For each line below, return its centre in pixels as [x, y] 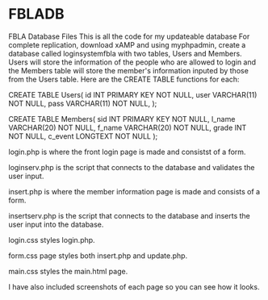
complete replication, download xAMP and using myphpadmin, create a [127, 44]
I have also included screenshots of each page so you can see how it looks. [134, 286]
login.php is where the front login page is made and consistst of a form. [127, 152]
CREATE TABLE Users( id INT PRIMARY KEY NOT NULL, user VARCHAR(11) [133, 94]
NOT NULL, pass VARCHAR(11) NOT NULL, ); [83, 103]
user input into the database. [56, 224]
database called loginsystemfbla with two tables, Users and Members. [125, 53]
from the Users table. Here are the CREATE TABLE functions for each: [124, 79]
